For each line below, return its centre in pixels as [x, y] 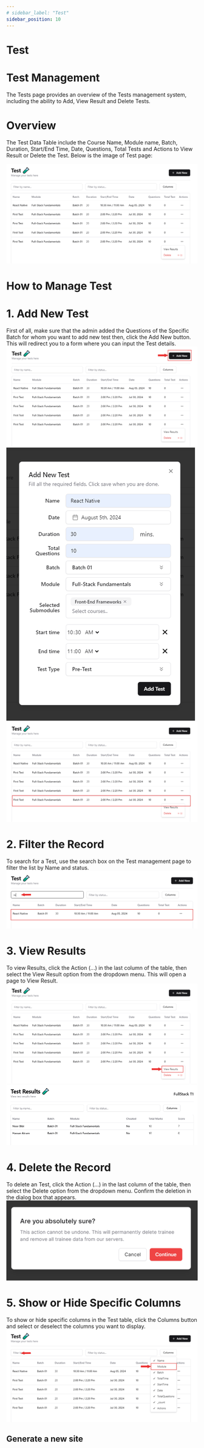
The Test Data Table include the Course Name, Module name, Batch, [92, 142]
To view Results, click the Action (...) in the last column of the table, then [97, 968]
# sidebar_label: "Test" [38, 13]
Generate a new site [45, 1439]
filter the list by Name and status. [48, 867]
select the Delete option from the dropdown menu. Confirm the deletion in [99, 1191]
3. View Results [46, 951]
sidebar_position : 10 [34, 19]
